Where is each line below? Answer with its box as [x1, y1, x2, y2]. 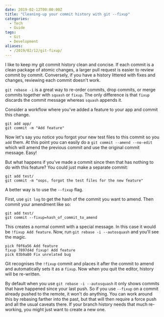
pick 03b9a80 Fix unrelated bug [5, 252, 71, 257]
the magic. [5, 234, 27, 240]
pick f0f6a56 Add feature [5, 243, 58, 249]
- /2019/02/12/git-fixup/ [9, 48, 63, 53]
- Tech [9, 21, 23, 26]
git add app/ [5, 121, 32, 126]
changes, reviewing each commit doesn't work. [5, 77, 101, 83]
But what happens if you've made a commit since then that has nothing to [5, 159, 154, 165]
